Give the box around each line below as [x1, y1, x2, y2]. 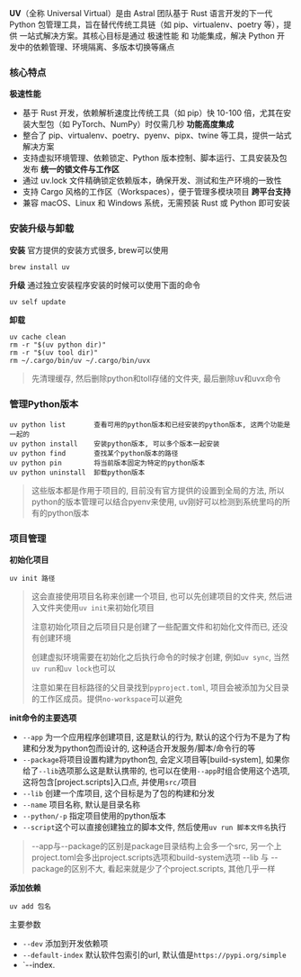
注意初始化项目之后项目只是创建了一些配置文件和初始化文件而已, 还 [31, 621, 280, 632]
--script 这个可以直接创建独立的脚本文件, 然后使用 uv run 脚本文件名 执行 [22, 822, 287, 833]
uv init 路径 [9, 574, 56, 583]
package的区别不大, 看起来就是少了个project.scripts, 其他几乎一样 [31, 864, 276, 874]
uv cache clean [9, 332, 66, 341]
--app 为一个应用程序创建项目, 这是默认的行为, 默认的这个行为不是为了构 [22, 732, 290, 743]
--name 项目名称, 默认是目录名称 [22, 800, 141, 810]
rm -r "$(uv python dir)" [9, 340, 106, 349]
